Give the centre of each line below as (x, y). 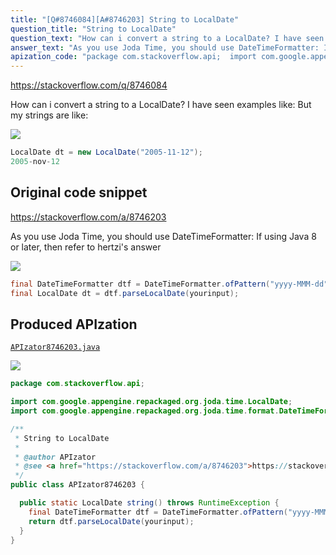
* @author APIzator (55, 457)
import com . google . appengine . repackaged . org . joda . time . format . (145, 411)
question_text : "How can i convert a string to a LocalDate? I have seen (167, 38)
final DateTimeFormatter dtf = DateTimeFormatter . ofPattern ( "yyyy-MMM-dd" (169, 284)
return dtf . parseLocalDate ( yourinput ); (111, 521)
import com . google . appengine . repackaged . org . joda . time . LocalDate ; (151, 402)
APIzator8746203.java (55, 347)
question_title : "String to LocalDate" (93, 29)
